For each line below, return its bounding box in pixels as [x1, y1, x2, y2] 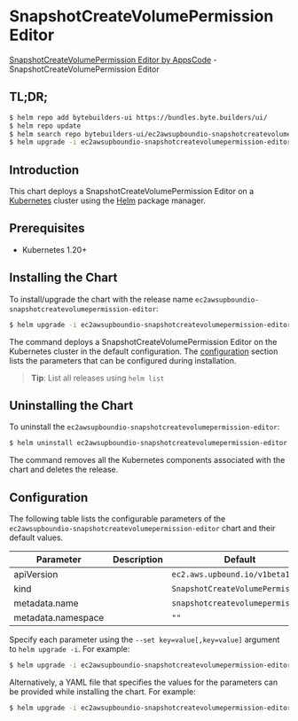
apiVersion [13, 568, 59, 581]
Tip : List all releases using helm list [30, 372, 165, 383]
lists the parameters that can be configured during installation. [9, 355, 237, 365]
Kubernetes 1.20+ [21, 244, 87, 255]
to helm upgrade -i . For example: [9, 644, 130, 654]
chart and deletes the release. [9, 464, 119, 475]
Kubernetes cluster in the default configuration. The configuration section [9, 346, 278, 357]
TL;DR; [9, 90, 49, 105]
